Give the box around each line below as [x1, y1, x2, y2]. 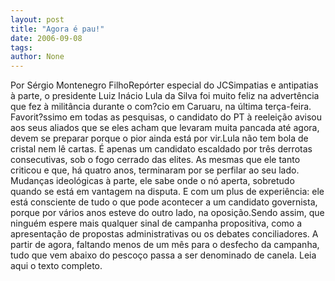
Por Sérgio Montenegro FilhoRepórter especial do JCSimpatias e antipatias [10, 79, 319, 91]
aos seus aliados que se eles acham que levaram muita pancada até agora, [10, 122, 320, 134]
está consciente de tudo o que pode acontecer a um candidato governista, [10, 196, 318, 208]
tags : [10, 42, 33, 53]
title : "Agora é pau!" [10, 24, 105, 34]
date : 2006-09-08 [10, 33, 83, 43]
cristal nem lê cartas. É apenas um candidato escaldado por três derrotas [10, 143, 313, 155]
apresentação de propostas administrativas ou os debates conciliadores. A [10, 228, 319, 240]
